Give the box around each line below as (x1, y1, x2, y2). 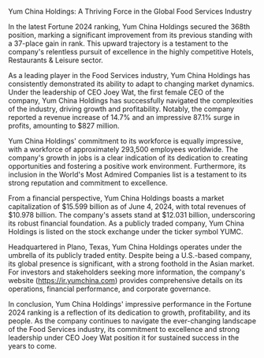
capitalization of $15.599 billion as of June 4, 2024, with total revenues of (8, 202, 247, 211)
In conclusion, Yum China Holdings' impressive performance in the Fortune (8, 300, 252, 308)
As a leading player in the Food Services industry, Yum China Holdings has (8, 71, 251, 80)
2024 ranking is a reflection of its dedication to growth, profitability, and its (8, 308, 251, 317)
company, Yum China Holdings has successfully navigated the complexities (8, 96, 254, 105)
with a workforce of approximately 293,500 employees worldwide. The (8, 145, 239, 154)
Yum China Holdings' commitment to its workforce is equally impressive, (8, 136, 244, 145)
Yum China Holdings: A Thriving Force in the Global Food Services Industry (8, 7, 252, 16)
